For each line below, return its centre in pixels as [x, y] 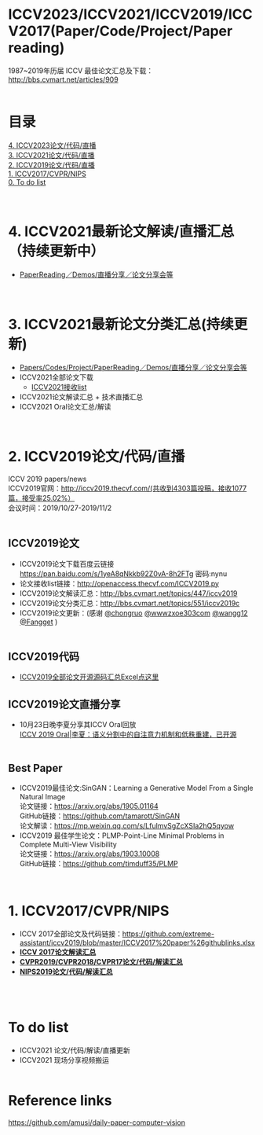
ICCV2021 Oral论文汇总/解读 [65, 406]
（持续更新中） [57, 251]
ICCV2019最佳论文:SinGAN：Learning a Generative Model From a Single [136, 788]
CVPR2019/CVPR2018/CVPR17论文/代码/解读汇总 [101, 961]
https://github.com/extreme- [168, 934]
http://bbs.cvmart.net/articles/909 [64, 79]
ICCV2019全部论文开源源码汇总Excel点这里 [89, 677]
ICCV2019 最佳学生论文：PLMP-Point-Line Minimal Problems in [122, 836]
